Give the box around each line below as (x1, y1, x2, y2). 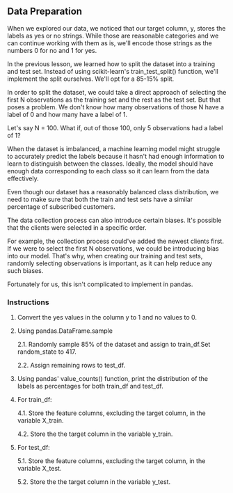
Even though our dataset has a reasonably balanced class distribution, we (7, 187, 219, 196)
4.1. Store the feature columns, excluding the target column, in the (17, 409, 207, 417)
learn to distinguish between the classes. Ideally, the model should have (7, 159, 214, 168)
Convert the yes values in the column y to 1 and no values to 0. (17, 313, 197, 322)
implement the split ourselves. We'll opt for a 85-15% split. (7, 75, 175, 83)
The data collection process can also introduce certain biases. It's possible (7, 216, 222, 224)
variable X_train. (17, 416, 64, 425)
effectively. (7, 174, 40, 182)
